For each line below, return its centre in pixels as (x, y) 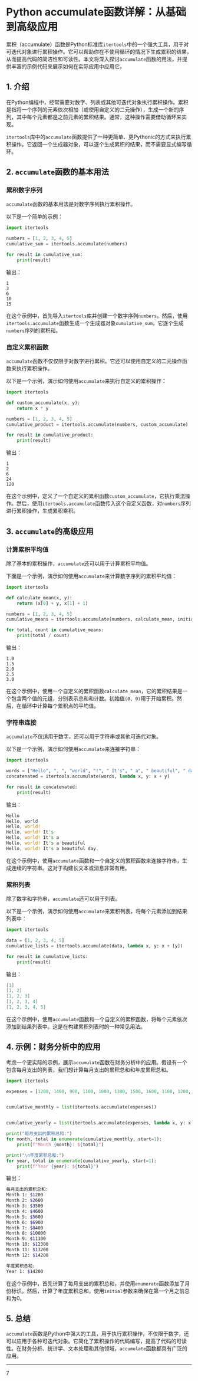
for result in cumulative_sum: (44, 255)
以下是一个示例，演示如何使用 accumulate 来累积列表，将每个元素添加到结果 (97, 911)
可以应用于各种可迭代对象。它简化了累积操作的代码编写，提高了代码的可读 (96, 1341)
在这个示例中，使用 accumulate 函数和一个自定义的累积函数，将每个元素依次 (97, 1019)
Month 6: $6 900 (25, 1222)
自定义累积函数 (27, 347)
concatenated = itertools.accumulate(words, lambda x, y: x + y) (88, 776)
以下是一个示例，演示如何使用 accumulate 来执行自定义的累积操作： (86, 381)
